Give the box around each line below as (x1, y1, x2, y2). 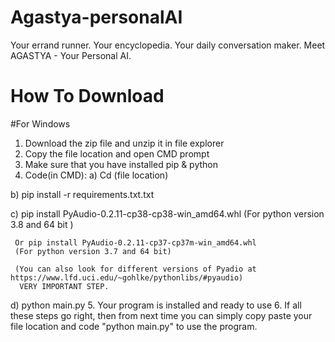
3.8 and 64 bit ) (10, 218, 74, 230)
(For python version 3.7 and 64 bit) (14, 246, 172, 256)
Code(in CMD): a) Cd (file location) (24, 169, 169, 181)
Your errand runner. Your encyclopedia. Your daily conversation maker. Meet (10, 39, 326, 51)
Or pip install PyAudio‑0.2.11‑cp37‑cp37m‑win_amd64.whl (14, 237, 257, 248)
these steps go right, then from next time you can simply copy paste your (10, 309, 313, 321)
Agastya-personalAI (10, 6, 183, 29)
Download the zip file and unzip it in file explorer (24, 137, 225, 149)
